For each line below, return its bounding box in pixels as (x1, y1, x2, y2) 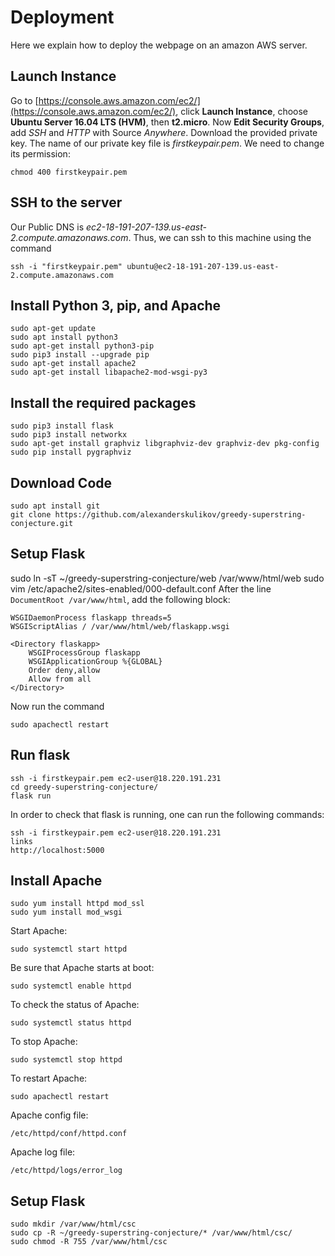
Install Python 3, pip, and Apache (10, 297, 222, 314)
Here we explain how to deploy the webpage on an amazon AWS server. (10, 39, 308, 51)
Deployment (10, 6, 115, 29)
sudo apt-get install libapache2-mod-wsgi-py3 (10, 367, 208, 378)
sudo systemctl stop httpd (10, 1055, 123, 1065)
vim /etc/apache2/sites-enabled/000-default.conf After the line (10, 582, 272, 595)
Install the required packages (10, 394, 197, 411)
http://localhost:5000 (10, 845, 105, 855)
